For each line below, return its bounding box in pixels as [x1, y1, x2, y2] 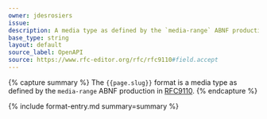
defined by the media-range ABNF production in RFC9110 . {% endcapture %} [8, 86, 258, 95]
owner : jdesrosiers [8, 11, 73, 20]
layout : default [8, 41, 62, 49]
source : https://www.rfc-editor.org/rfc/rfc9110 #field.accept [8, 56, 219, 64]
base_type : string [8, 33, 69, 42]
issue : [8, 19, 30, 27]
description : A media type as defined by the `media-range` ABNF [8, 26, 229, 34]
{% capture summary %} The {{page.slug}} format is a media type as [8, 77, 238, 87]
